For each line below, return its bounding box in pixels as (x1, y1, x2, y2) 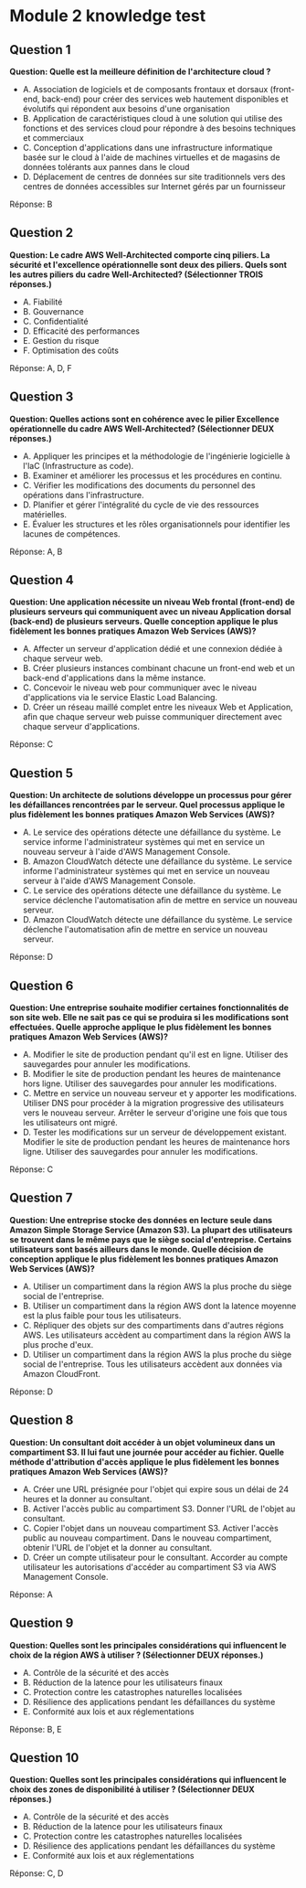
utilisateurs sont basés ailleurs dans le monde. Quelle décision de (9, 1243, 264, 1254)
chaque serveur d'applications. (22, 721, 140, 732)
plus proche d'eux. (22, 1339, 94, 1349)
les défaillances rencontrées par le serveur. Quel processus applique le (9, 799, 285, 810)
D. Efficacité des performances (22, 325, 140, 336)
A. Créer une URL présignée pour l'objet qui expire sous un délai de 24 (22, 1483, 290, 1495)
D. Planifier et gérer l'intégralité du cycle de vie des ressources (22, 499, 259, 510)
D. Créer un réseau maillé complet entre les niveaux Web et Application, (22, 701, 294, 713)
